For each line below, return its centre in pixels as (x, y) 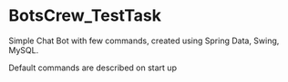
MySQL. (24, 50)
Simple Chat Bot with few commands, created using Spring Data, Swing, (144, 41)
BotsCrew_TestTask (85, 16)
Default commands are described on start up (93, 68)
